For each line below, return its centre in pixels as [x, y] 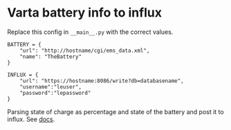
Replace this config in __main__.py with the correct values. [90, 32]
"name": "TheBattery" [50, 57]
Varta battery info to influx [85, 13]
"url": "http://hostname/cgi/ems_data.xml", [85, 50]
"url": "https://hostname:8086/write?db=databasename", [102, 81]
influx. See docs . [31, 119]
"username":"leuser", [50, 87]
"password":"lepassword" [55, 93]
